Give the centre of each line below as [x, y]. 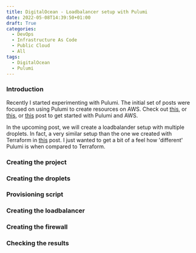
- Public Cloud [31, 46]
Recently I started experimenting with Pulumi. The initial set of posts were [98, 102]
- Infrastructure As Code [45, 40]
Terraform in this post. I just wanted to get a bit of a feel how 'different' [95, 140]
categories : [21, 29]
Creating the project [36, 162]
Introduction [25, 90]
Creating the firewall [37, 227]
